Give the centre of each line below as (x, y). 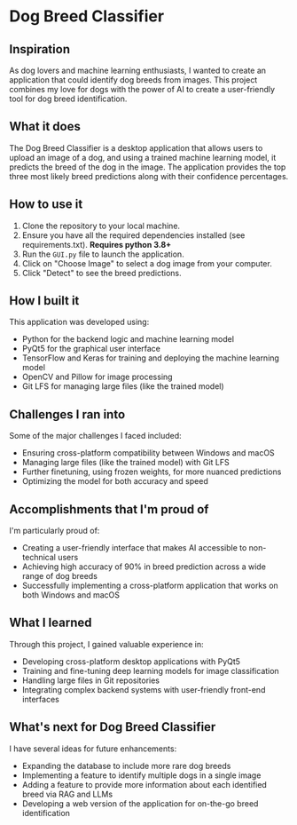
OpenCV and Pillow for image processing (97, 377)
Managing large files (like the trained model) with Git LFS (125, 463)
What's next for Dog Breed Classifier (113, 727)
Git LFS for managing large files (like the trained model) (123, 386)
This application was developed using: (79, 322)
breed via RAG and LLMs (67, 794)
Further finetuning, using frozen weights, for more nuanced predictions (152, 472)
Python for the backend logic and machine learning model (128, 339)
